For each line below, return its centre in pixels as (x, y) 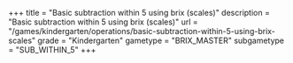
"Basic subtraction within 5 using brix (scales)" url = (103, 22)
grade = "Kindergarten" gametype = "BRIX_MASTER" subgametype (161, 40)
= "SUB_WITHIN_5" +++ (52, 50)
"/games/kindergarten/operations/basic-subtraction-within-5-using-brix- (142, 31)
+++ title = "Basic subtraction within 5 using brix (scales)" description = (139, 13)
